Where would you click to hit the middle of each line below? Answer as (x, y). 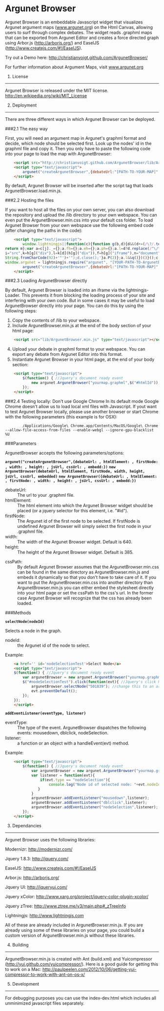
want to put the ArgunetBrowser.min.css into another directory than (85, 582)
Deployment (24, 105)
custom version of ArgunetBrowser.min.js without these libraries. (70, 935)
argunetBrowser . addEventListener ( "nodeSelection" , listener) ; (95, 807)
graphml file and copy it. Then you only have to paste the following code (78, 148)
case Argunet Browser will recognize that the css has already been (85, 598)
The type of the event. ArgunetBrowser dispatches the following (82, 728)
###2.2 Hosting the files (30, 200)
